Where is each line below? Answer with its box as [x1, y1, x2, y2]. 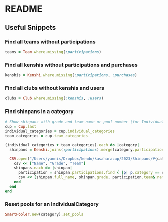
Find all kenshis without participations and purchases [5, 61, 138, 68]
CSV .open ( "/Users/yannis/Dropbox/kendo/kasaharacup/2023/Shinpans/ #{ [9, 156, 157, 161]
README [5, 3, 43, 15]
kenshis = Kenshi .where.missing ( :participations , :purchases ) [5, 73, 137, 78]
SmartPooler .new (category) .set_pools [5, 212, 84, 217]
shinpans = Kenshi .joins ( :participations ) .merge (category [9, 147, 133, 152]
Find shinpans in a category [5, 108, 74, 115]
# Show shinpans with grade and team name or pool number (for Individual [5, 119, 164, 125]
